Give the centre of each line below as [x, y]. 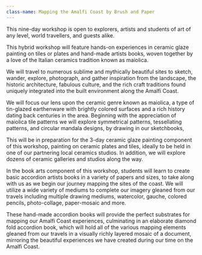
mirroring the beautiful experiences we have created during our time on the [100, 240]
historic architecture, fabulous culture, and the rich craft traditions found [96, 84]
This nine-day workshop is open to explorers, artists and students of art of [99, 29]
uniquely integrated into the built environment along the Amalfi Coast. [93, 90]
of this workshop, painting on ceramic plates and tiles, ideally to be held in [99, 146]
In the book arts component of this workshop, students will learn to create [98, 171]
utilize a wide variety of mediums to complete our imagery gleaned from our [101, 190]
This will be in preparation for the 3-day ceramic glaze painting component [99, 140]
